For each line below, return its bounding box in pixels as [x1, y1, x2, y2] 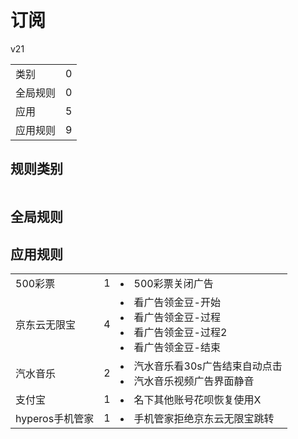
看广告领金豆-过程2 [133, 325, 228, 339]
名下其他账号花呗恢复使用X [133, 392, 262, 406]
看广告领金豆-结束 [133, 340, 221, 354]
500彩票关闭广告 [133, 276, 214, 290]
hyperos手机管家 [15, 411, 95, 425]
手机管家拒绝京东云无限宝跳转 [133, 411, 275, 425]
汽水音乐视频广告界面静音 [133, 374, 255, 388]
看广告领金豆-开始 [133, 295, 221, 309]
